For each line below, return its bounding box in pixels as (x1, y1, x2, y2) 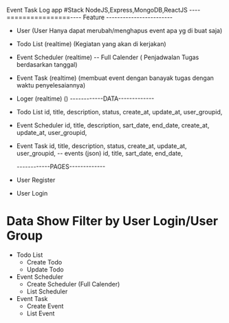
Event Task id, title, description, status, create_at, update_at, (16, 142, 187, 150)
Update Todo (26, 265, 64, 273)
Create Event (26, 302, 64, 310)
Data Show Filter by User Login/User (6, 213, 218, 229)
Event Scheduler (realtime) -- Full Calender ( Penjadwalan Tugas (16, 53, 199, 61)
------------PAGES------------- (16, 163, 106, 171)
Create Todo (26, 258, 63, 266)
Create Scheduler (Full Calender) (26, 280, 120, 288)
